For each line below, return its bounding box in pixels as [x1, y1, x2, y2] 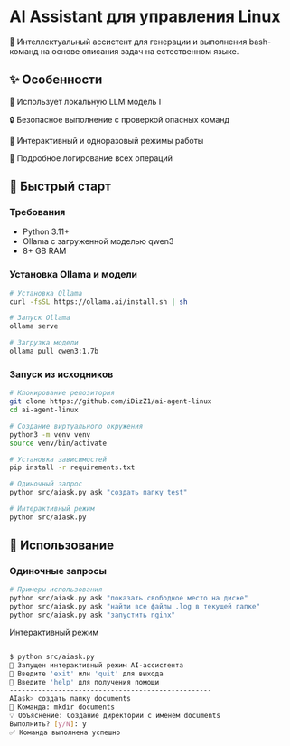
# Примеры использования [9, 585, 103, 594]
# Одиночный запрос [9, 479, 83, 489]
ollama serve [9, 322, 59, 331]
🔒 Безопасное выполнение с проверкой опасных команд [9, 114, 230, 125]
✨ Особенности [9, 72, 103, 88]
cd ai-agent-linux [9, 405, 79, 415]
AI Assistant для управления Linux [9, 6, 281, 27]
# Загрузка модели [9, 338, 79, 347]
